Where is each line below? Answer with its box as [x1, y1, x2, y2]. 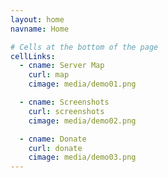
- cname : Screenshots [19, 97, 110, 107]
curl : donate [28, 143, 83, 153]
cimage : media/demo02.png [28, 116, 137, 126]
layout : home [10, 14, 65, 25]
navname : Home [10, 24, 70, 34]
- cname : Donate [19, 134, 87, 144]
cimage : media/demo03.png [28, 152, 137, 163]
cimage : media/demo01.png [28, 79, 137, 90]
